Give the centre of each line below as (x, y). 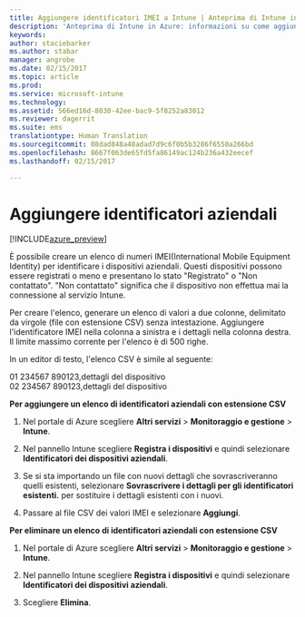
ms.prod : (26, 85)
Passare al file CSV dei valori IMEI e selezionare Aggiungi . (131, 513)
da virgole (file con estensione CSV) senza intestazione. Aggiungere (137, 322)
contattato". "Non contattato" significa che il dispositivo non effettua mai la (149, 286)
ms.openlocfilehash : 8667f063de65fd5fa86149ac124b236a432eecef (132, 152)
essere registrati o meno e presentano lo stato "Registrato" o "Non (133, 276)
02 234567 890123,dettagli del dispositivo (89, 387)
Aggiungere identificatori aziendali (143, 214)
